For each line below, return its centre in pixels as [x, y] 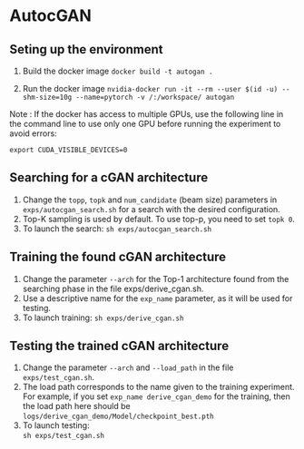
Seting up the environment [86, 49]
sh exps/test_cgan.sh [63, 436]
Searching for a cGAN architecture [109, 178]
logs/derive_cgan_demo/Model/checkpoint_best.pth [118, 417]
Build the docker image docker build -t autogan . [118, 71]
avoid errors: [33, 133]
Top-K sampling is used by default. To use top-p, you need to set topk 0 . [158, 219]
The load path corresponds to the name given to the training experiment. [158, 387]
